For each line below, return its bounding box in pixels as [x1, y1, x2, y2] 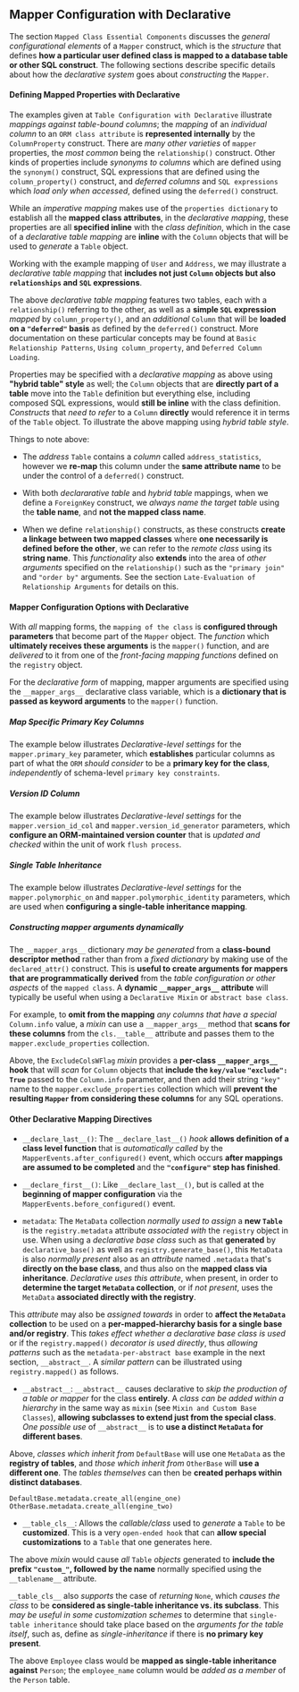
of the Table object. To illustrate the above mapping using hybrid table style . [9, 416, 289, 428]
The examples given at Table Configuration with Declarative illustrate [9, 109, 272, 120]
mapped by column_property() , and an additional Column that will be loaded [9, 313, 287, 325]
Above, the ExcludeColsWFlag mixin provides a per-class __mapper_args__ [9, 1055, 278, 1066]
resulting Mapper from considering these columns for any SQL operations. [9, 1093, 284, 1104]
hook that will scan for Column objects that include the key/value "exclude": [9, 1064, 288, 1075]
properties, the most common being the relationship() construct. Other [9, 148, 276, 158]
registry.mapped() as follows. [9, 1366, 119, 1377]
